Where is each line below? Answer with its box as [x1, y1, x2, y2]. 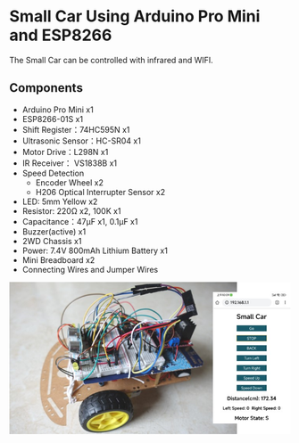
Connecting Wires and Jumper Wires [21, 264, 159, 275]
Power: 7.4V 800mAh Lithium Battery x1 [21, 245, 168, 256]
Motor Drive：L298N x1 [21, 146, 109, 157]
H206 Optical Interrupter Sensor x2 [35, 186, 166, 197]
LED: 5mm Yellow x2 [21, 196, 98, 207]
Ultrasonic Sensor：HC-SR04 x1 [21, 135, 141, 146]
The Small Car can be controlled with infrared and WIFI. [9, 54, 214, 65]
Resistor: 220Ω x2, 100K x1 [21, 205, 121, 216]
